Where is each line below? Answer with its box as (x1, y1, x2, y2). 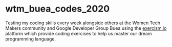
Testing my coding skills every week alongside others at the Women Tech (5, 20, 160, 26)
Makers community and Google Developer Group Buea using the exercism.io (5, 25, 167, 31)
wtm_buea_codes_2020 (5, 3, 110, 15)
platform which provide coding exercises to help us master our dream (5, 30, 152, 36)
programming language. (5, 36, 56, 42)
